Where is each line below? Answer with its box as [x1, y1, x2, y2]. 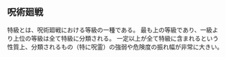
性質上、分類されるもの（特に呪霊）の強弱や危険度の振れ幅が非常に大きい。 [7, 43, 223, 51]
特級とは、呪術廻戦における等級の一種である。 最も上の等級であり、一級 [7, 26, 213, 34]
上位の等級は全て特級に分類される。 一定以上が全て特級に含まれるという [12, 34, 219, 42]
